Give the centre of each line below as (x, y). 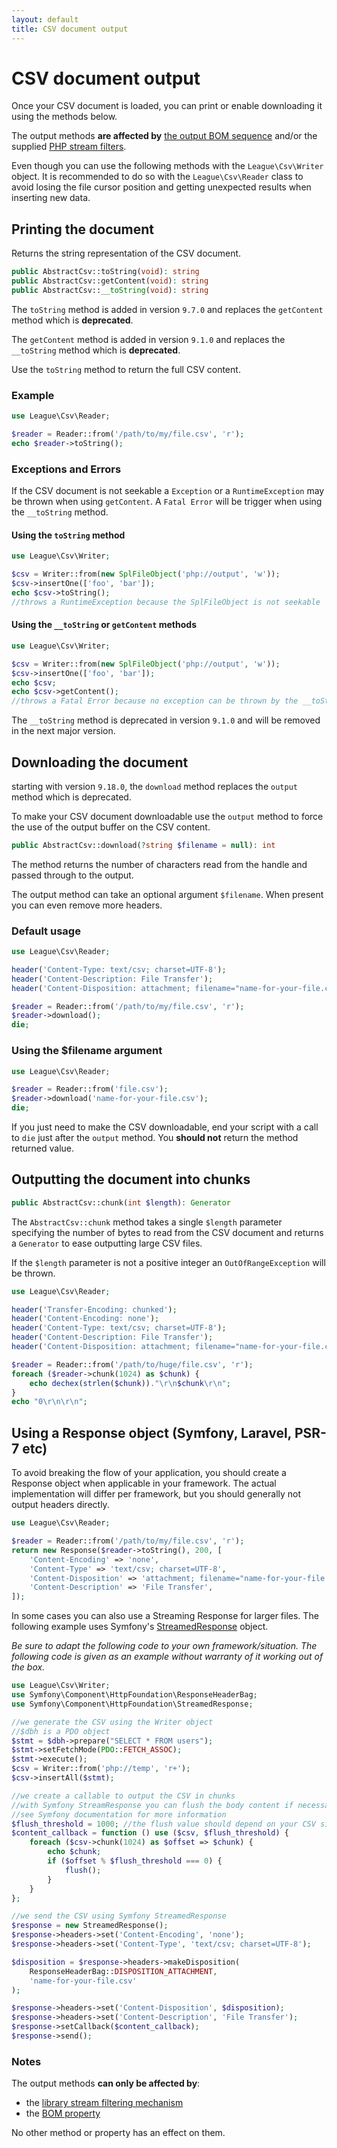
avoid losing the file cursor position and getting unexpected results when (161, 187)
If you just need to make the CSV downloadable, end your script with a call (165, 1127)
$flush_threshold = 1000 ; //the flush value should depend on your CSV (163, 1824)
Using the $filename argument (87, 1051)
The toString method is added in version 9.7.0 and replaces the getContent (167, 309)
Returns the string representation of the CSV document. (126, 253)
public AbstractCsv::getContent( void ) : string (110, 281)
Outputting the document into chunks (131, 1179)
